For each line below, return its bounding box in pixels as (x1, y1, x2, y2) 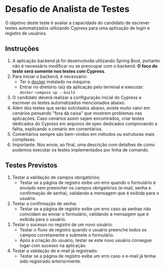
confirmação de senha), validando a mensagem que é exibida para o (19, 190, 159, 196)
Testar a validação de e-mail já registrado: (12, 248, 98, 254)
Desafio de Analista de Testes (5, 3, 130, 15)
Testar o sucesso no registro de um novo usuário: (12, 221, 113, 228)
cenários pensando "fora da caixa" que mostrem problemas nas (12, 110, 142, 116)
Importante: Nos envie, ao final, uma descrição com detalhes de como (12, 142, 155, 148)
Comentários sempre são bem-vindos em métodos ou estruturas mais (12, 131, 155, 137)
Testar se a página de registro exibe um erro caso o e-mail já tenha (19, 253, 156, 259)
